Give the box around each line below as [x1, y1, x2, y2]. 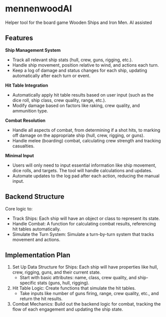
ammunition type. [12, 107, 49, 113]
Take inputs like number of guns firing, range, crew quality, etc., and [19, 291, 159, 297]
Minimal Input [5, 152, 34, 158]
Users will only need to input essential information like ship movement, [12, 162, 157, 168]
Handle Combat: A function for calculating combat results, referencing [12, 220, 156, 226]
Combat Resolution [5, 117, 46, 123]
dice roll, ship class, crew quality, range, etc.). [12, 97, 107, 103]
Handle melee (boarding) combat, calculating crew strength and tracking [12, 137, 161, 143]
